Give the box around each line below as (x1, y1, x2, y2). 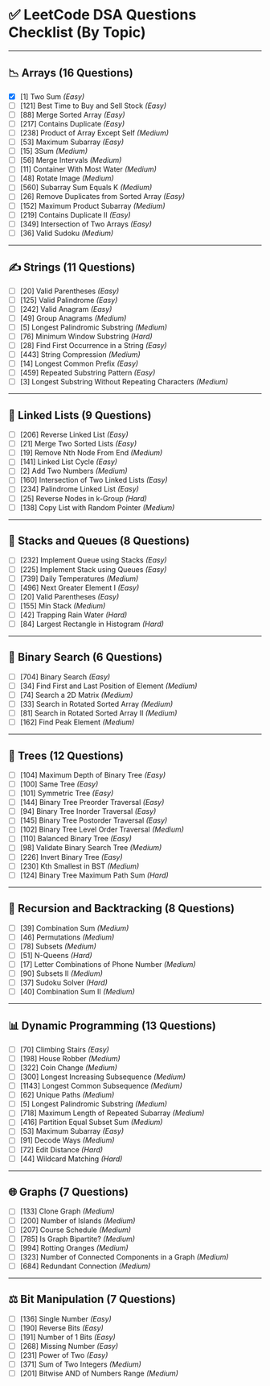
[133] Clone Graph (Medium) (19, 1206, 115, 1216)
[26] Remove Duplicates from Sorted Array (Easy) (19, 192, 186, 201)
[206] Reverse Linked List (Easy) (19, 429, 129, 440)
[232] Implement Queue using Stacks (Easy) (19, 555, 167, 565)
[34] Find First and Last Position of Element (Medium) (19, 681, 198, 691)
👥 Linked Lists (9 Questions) (8, 409, 152, 422)
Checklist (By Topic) (8, 23, 146, 42)
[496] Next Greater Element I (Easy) (19, 583, 139, 592)
